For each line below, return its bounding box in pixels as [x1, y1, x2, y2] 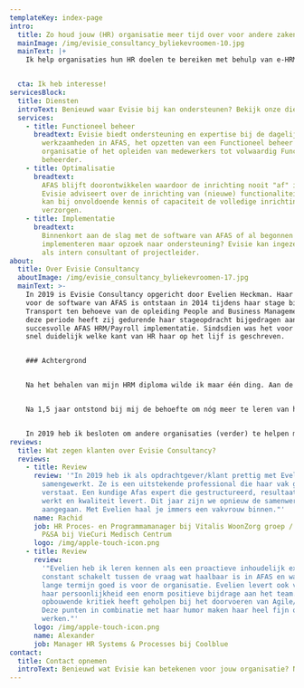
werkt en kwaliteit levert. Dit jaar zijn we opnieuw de [42, 496, 261, 505]
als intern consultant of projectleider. [42, 248, 201, 257]
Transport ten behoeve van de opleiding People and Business [25, 307, 261, 316]
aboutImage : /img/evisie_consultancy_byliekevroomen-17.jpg [17, 273, 249, 282]
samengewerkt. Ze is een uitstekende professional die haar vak [42, 480, 290, 489]
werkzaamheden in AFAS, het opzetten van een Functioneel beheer [42, 139, 294, 148]
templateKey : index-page [9, 13, 103, 23]
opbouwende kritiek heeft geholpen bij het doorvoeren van [42, 597, 270, 607]
